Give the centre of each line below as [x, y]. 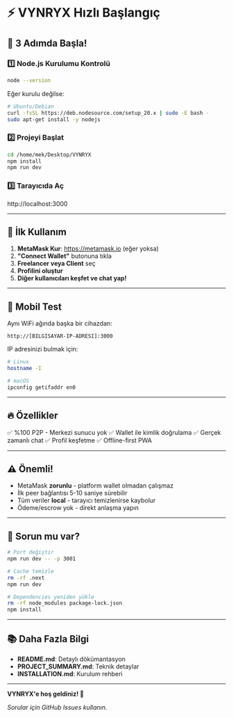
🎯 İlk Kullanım [37, 232]
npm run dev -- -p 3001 [42, 559]
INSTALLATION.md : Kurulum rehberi [70, 673]
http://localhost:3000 [37, 204]
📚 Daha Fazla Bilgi [48, 639]
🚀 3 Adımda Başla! [47, 43]
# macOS [18, 381]
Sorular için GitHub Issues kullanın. [57, 707]
